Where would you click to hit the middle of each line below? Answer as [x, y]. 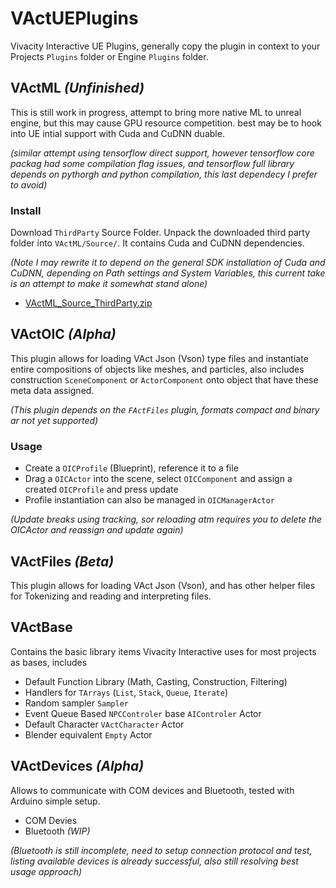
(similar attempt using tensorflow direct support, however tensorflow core [162, 153]
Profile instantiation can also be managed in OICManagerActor [149, 500]
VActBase [41, 627]
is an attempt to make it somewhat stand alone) [109, 284]
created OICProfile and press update [101, 489]
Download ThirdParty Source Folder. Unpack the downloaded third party [160, 233]
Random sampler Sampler [77, 703]
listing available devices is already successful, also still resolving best [154, 861]
